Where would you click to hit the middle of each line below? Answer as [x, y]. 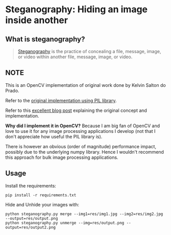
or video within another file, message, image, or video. [75, 57]
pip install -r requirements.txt [41, 195]
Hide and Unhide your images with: [42, 204]
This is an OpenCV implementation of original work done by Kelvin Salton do [86, 85]
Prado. [12, 90]
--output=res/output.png [32, 218]
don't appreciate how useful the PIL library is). [54, 136]
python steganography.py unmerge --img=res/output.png [65, 223]
